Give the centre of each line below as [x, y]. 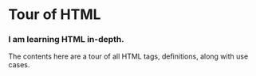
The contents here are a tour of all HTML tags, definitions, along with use [128, 56]
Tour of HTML [55, 15]
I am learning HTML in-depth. [67, 40]
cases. [19, 65]
